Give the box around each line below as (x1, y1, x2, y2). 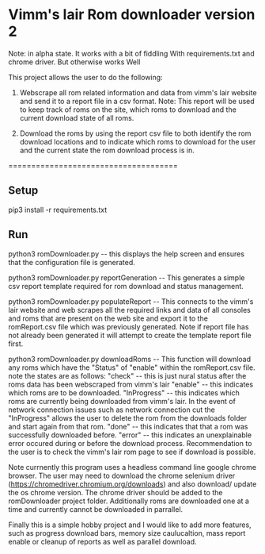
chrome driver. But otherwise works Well (8, 57, 141, 67)
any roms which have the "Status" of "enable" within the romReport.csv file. (8, 363, 256, 372)
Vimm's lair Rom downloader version (8, 6, 256, 24)
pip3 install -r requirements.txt (8, 205, 108, 214)
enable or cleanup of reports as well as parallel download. (8, 537, 197, 546)
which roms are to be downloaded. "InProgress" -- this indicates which (8, 387, 240, 398)
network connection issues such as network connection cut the (8, 405, 216, 414)
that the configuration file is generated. (8, 257, 136, 267)
